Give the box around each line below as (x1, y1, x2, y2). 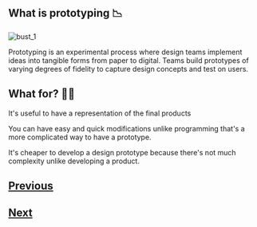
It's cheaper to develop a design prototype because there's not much (8, 147, 237, 157)
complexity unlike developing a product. (8, 156, 140, 166)
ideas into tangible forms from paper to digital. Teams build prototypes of (8, 55, 249, 65)
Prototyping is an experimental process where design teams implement (8, 47, 243, 57)
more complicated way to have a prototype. (8, 132, 152, 142)
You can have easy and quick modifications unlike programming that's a (8, 123, 245, 133)
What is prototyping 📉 (8, 6, 123, 20)
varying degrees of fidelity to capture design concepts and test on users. (8, 64, 249, 73)
